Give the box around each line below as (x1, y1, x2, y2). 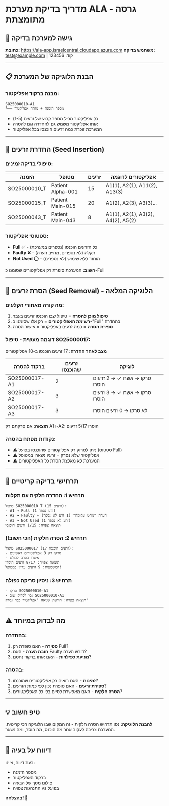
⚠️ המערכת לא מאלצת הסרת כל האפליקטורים (12, 457, 100, 464)
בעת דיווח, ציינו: (5, 759, 35, 765)
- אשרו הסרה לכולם (5, 555, 39, 560)
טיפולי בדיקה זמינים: (5, 160, 53, 167)
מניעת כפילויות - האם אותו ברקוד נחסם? (12, 654, 92, 660)
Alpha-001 (51, 188, 78, 195)
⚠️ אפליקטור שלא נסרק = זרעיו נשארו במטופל (12, 452, 100, 458)
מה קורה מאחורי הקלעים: (5, 301, 64, 308)
